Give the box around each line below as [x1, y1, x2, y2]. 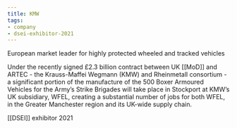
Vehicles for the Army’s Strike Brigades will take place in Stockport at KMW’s [7, 85, 230, 94]
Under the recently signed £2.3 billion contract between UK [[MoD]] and [7, 63, 217, 71]
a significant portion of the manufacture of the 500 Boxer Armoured [7, 78, 205, 87]
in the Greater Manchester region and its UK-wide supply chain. [7, 100, 193, 109]
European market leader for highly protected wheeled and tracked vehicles [7, 49, 226, 58]
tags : [7, 17, 23, 24]
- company [7, 23, 37, 30]
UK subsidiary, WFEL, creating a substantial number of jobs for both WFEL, [7, 93, 226, 101]
